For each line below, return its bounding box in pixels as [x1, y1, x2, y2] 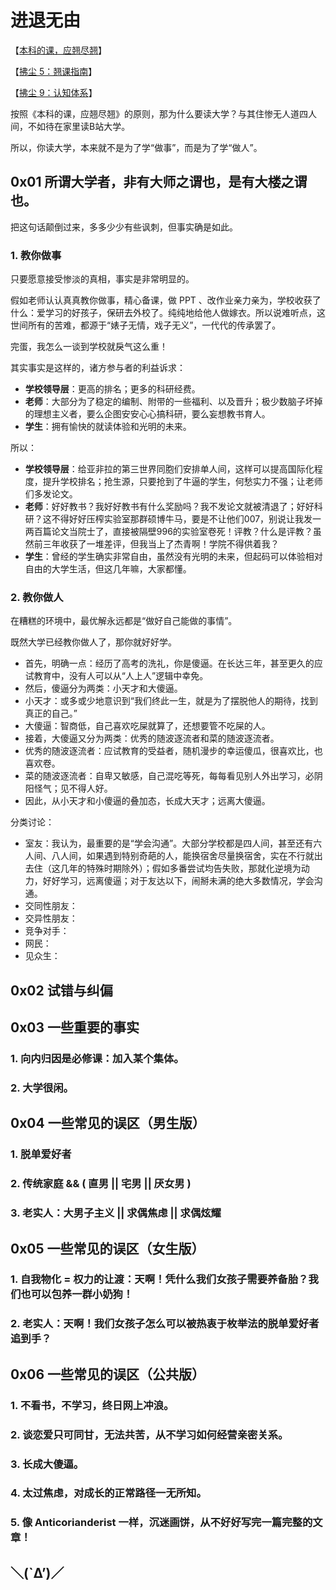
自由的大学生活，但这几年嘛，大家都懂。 [24, 563, 192, 575]
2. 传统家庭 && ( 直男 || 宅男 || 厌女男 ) [10, 1177, 192, 1191]
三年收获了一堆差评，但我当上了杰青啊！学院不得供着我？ [42, 538, 280, 550]
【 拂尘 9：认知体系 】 [10, 86, 98, 98]
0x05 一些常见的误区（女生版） [10, 1240, 205, 1257]
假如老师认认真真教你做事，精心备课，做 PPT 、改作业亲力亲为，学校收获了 [10, 294, 322, 306]
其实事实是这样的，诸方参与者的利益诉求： [10, 362, 186, 374]
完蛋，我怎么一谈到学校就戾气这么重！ [10, 341, 168, 353]
